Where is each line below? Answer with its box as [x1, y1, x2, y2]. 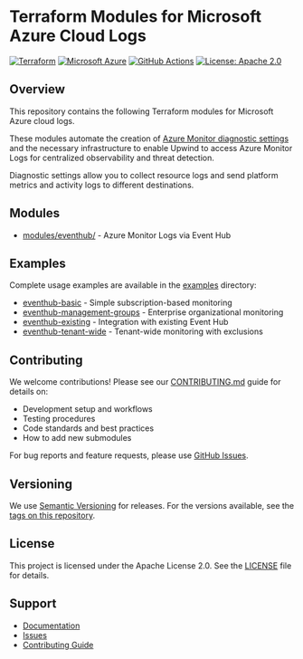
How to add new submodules [22, 433, 132, 444]
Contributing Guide [22, 639, 94, 650]
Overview [9, 81, 66, 97]
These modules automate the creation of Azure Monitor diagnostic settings [9, 133, 289, 144]
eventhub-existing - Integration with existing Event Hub [22, 317, 229, 328]
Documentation [22, 620, 80, 631]
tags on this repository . [9, 510, 96, 521]
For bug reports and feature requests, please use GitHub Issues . [9, 450, 249, 461]
